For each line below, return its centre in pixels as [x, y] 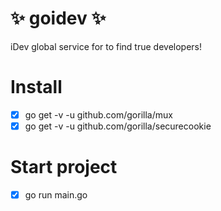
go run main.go [56, 194]
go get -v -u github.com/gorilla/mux [98, 114]
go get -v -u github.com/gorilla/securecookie [118, 126]
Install [36, 87]
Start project [64, 167]
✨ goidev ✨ [58, 18]
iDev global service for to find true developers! [106, 46]
